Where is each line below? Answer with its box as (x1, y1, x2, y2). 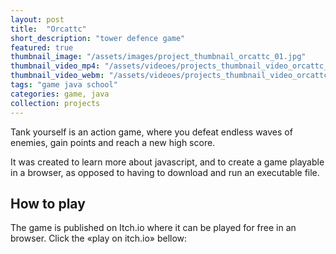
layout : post (10, 14, 65, 25)
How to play (10, 195, 86, 212)
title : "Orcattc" (10, 24, 87, 34)
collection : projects (10, 98, 101, 108)
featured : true (10, 42, 74, 53)
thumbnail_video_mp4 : (10, 61, 101, 71)
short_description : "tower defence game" (10, 33, 186, 43)
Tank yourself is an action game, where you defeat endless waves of (10, 126, 293, 138)
